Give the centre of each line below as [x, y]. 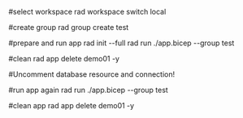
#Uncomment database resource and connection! [92, 74]
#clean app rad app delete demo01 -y [72, 105]
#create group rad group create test [69, 27]
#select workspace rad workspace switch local [87, 12]
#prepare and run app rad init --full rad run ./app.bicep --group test [121, 43]
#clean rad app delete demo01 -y [64, 59]
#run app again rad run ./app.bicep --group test [88, 90]
